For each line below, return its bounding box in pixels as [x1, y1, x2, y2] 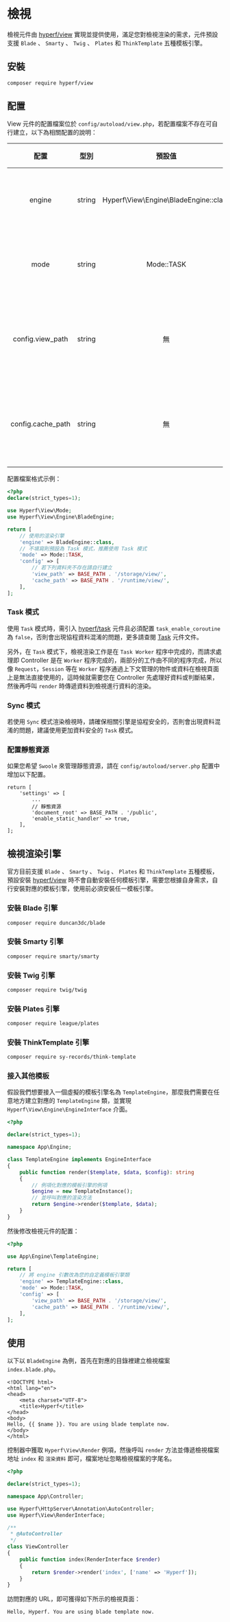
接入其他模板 [7, 1071, 50, 1081]
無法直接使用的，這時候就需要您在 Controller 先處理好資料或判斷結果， [18, 673, 218, 681]
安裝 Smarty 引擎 [7, 937, 64, 946]
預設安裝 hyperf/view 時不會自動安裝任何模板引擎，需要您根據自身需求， [7, 876, 212, 884]
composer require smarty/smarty [7, 952, 99, 960]
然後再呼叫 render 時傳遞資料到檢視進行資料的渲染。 [7, 681, 155, 690]
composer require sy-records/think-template [7, 1053, 136, 1061]
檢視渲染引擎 [7, 847, 62, 859]
